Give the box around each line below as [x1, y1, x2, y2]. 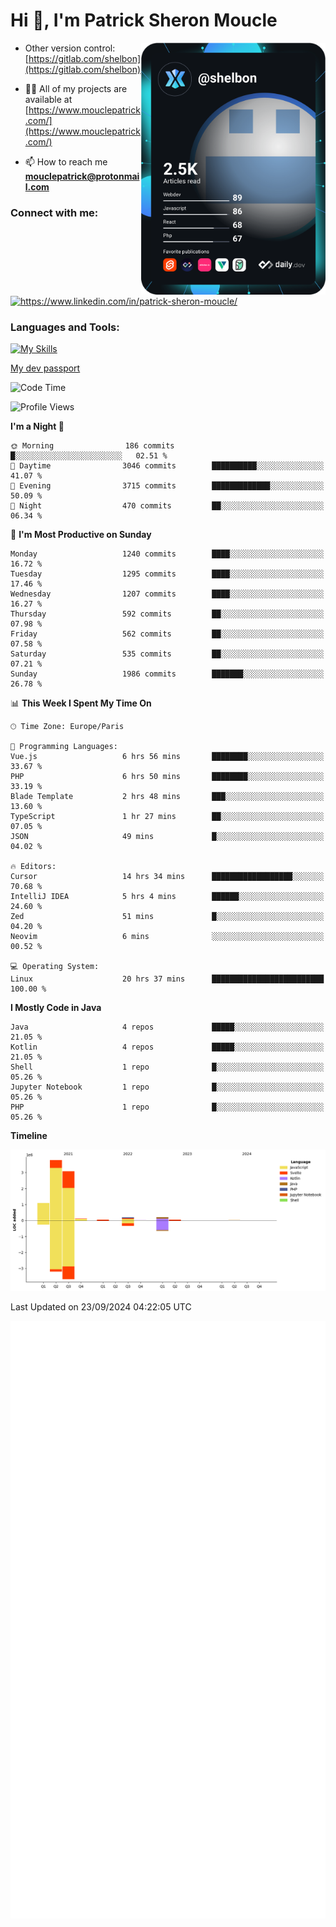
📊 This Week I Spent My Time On [10, 697, 152, 709]
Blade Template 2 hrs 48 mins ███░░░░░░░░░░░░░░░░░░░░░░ [10, 792, 325, 802]
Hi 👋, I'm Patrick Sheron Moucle [10, 9, 278, 32]
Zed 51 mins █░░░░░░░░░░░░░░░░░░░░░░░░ [10, 912, 325, 922]
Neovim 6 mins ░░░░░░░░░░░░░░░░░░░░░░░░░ [10, 932, 325, 942]
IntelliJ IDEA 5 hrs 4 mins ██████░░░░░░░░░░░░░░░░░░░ [10, 892, 325, 902]
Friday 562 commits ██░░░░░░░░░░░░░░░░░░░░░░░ [10, 629, 325, 639]
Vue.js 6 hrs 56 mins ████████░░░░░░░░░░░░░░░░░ [10, 752, 325, 762]
